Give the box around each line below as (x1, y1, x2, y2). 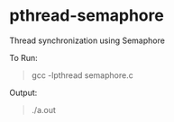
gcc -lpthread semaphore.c (31, 69, 133, 81)
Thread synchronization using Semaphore (9, 35, 165, 46)
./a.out (31, 104, 57, 115)
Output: (9, 87, 38, 98)
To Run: (9, 52, 38, 63)
